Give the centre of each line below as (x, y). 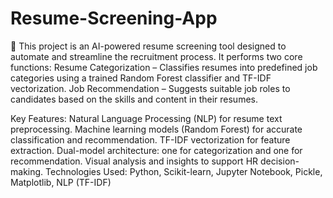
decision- (279, 161)
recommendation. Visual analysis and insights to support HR (134, 161)
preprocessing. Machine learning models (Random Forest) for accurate (156, 129)
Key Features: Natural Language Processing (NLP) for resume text (146, 118)
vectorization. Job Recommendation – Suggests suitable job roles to (150, 88)
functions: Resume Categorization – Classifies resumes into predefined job (164, 67)
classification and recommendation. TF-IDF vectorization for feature (150, 139)
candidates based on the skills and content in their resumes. (134, 99)
